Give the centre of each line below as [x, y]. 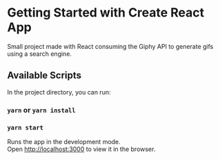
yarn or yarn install [41, 110]
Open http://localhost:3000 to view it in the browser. [81, 149]
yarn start [25, 128]
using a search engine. [40, 54]
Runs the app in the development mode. [64, 141]
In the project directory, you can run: [59, 92]
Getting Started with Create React [106, 13]
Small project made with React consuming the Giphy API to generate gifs [110, 46]
